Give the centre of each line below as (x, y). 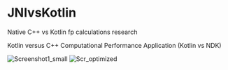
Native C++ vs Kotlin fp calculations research (72, 32)
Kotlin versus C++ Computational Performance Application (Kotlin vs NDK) (114, 45)
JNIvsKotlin (42, 13)
